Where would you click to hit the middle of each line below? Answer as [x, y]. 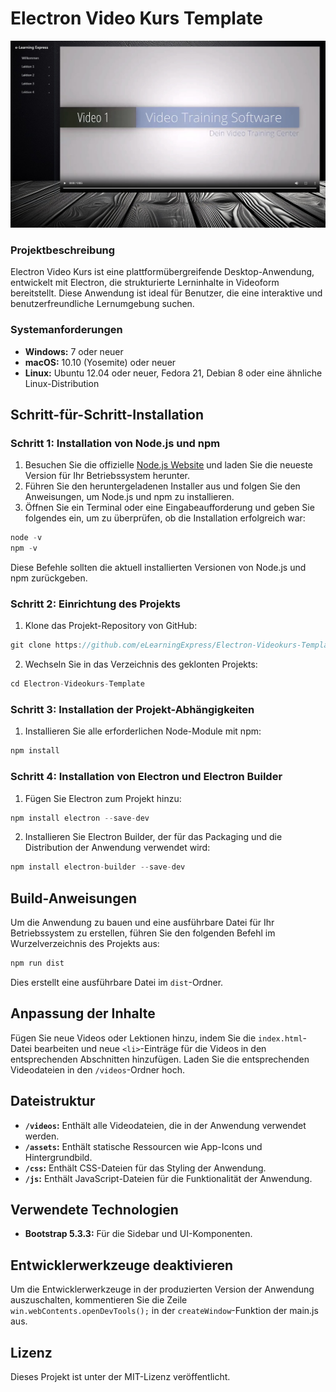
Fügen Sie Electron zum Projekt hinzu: [103, 798]
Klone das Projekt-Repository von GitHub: [111, 626]
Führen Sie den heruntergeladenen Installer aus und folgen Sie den [162, 486]
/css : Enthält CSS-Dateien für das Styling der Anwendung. [145, 1168]
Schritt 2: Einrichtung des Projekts [95, 604]
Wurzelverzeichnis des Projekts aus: [85, 944]
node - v [26, 538]
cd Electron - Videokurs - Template [77, 684]
